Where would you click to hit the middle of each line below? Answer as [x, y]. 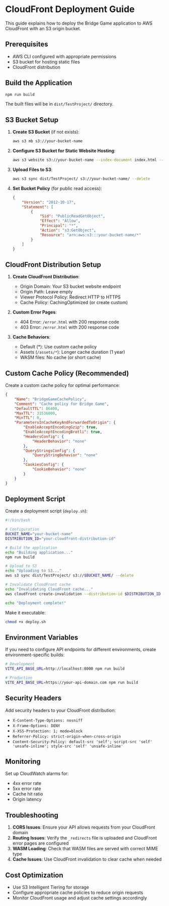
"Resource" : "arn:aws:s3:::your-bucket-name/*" [90, 235]
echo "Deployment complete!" [36, 603]
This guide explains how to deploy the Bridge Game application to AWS [79, 23]
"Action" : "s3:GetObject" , [68, 230]
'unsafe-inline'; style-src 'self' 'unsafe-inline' [68, 746]
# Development [20, 664]
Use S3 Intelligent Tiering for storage [51, 887]
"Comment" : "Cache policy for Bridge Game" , [62, 404]
